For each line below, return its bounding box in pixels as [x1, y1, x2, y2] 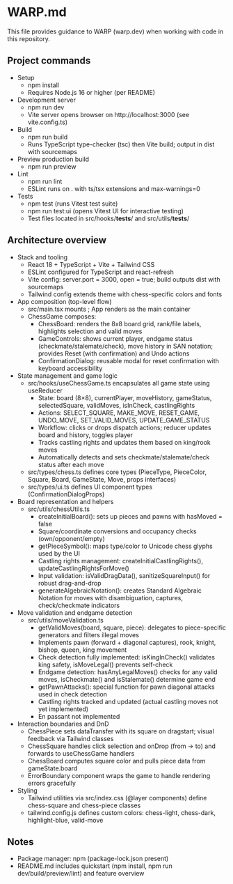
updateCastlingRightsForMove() [38, 564, 130, 572]
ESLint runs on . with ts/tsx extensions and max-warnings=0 [27, 184, 200, 192]
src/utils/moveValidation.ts [27, 616, 104, 624]
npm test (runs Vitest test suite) [27, 199, 118, 208]
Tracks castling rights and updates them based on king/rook [38, 438, 211, 446]
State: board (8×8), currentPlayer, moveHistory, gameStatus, [38, 393, 212, 402]
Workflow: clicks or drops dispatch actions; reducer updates [38, 423, 211, 432]
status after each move [38, 460, 104, 468]
